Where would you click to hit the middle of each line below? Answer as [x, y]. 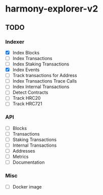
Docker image [27, 186]
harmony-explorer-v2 [52, 9]
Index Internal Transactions [41, 87]
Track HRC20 [27, 98]
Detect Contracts [30, 92]
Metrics [20, 157]
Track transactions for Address [45, 76]
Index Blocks [26, 52]
